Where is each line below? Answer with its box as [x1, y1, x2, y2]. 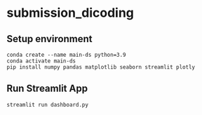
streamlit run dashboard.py [6, 101, 89, 108]
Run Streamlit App [6, 83, 88, 95]
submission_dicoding [6, 5, 135, 21]
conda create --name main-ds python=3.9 [6, 51, 127, 58]
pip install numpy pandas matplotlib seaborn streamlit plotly [6, 64, 196, 71]
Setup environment [6, 33, 93, 45]
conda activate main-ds [6, 57, 76, 65]
